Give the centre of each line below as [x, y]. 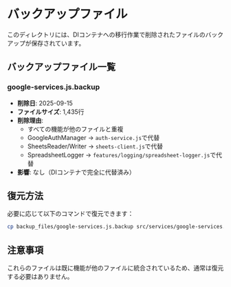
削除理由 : [30, 120]
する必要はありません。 [40, 277]
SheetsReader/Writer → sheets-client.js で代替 [95, 146]
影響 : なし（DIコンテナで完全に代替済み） [76, 172]
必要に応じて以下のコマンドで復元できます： [70, 214]
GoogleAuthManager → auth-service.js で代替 [93, 137]
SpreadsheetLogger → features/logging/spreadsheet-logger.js [119, 155]
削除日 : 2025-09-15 [45, 103]
